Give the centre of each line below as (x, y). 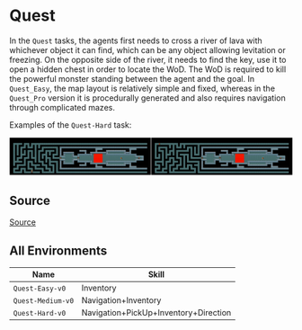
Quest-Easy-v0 (40, 289)
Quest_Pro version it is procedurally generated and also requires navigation (147, 98)
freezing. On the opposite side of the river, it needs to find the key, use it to (148, 59)
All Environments (58, 250)
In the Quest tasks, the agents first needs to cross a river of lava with (136, 40)
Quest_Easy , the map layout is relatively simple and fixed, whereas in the (142, 88)
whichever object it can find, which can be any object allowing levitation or (147, 49)
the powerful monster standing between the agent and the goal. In (132, 78)
